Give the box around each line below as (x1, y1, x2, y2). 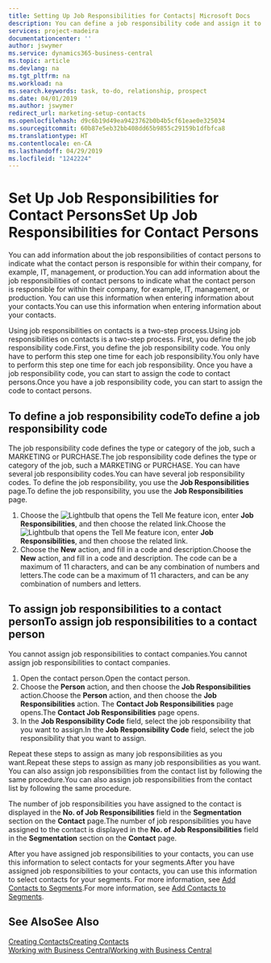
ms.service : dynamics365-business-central (8, 49, 153, 57)
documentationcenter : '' (8, 34, 92, 43)
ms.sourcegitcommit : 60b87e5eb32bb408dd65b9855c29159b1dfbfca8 (8, 124, 226, 132)
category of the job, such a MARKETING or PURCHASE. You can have (8, 461, 240, 470)
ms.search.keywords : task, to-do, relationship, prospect (8, 86, 207, 95)
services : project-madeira (8, 27, 99, 35)
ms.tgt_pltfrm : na (8, 72, 70, 80)
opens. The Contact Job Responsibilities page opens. (19, 707, 200, 717)
